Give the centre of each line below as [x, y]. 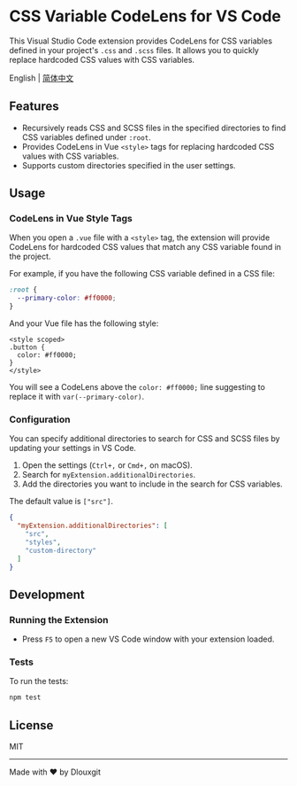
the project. [30, 257]
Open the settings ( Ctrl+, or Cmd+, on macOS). [107, 465]
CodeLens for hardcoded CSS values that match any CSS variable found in [145, 247]
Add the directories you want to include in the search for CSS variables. [152, 484]
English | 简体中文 [42, 78]
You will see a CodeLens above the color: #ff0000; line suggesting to [137, 387]
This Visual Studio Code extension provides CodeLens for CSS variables [141, 41]
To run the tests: [39, 681]
